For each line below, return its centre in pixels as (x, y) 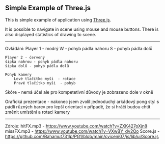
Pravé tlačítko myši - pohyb (45, 83)
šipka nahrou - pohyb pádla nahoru (41, 62)
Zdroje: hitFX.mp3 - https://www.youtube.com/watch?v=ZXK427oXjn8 (76, 126)
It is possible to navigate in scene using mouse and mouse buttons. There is (82, 29)
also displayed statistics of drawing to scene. (51, 34)
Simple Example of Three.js (48, 8)
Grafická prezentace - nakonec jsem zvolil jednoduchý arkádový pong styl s (82, 102)
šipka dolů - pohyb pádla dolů (37, 66)
